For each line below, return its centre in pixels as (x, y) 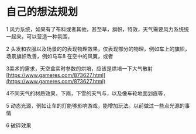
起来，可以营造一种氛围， (42, 36)
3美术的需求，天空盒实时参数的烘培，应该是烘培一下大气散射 (80, 68)
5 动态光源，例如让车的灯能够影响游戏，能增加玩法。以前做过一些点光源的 (96, 105)
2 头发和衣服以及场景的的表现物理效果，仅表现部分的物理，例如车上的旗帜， (98, 49)
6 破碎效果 (19, 125)
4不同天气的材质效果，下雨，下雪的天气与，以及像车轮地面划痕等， (87, 93)
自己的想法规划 (42, 12)
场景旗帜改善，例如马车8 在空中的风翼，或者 (60, 56)
